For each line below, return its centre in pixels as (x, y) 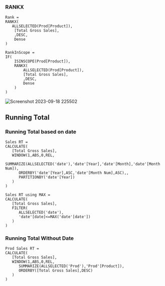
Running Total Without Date (40, 238)
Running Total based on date (41, 132)
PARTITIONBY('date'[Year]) (47, 177)
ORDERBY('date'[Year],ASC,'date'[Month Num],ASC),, (73, 173)
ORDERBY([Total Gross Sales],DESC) (56, 271)
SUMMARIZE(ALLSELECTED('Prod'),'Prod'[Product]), (71, 266)
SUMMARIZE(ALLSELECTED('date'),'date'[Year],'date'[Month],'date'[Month (83, 164)
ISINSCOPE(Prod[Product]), (42, 61)
